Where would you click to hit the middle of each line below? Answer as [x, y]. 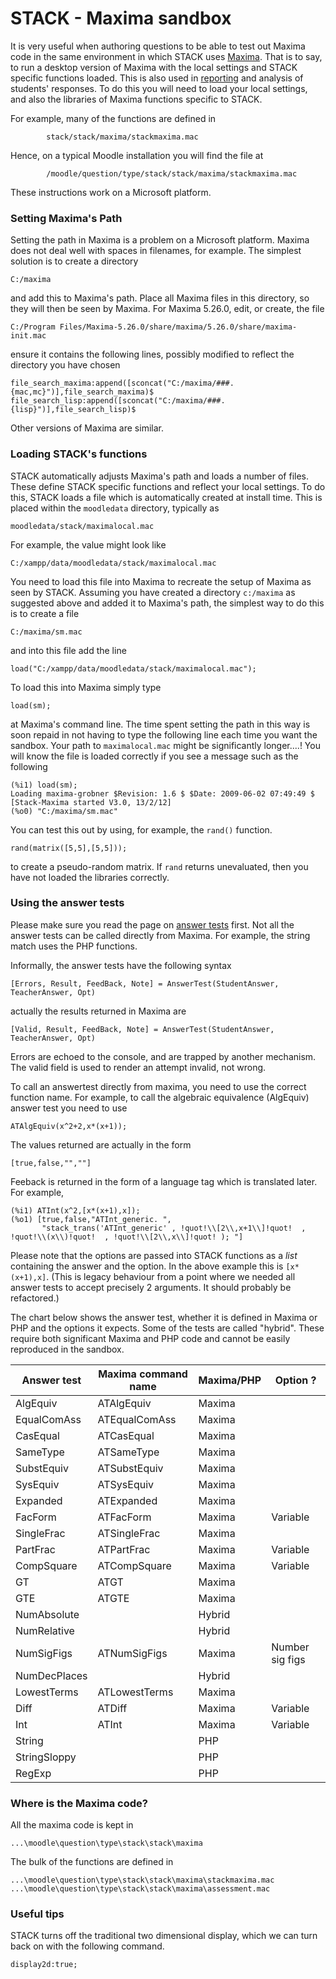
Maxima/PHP [230, 1380]
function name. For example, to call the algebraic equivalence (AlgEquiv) [160, 1097]
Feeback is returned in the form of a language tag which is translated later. [164, 1181]
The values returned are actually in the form [101, 1144]
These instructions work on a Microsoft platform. [111, 192]
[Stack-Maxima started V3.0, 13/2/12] [91, 802]
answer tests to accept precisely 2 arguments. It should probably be [151, 1287]
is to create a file [45, 613]
